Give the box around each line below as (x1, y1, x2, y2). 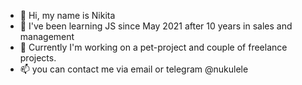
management (19, 31, 75, 42)
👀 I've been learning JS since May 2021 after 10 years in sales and (19, 20, 293, 32)
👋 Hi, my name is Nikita (19, 10, 116, 21)
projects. (19, 52, 57, 64)
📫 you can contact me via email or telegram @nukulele (19, 63, 249, 75)
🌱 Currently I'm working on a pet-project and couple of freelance (19, 41, 288, 53)
